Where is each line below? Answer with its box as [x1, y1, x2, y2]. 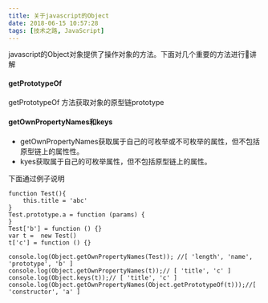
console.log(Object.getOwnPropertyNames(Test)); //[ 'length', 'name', [8, 252, 253, 261]
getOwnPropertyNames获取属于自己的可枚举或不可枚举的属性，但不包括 [19, 136, 261, 146]
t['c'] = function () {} [8, 238, 91, 247]
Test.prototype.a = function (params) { [8, 210, 146, 219]
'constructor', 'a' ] [8, 288, 81, 296]
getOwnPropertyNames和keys [8, 117, 113, 127]
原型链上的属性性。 [19, 146, 84, 156]
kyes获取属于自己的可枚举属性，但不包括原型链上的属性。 [19, 156, 212, 166]
